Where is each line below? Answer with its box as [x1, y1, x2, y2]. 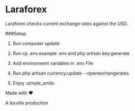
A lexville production [5, 100, 48, 106]
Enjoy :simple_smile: [12, 80, 56, 86]
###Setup [5, 30, 26, 36]
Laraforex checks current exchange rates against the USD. [5, 20, 128, 27]
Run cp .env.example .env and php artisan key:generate [12, 50, 130, 56]
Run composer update [12, 40, 60, 47]
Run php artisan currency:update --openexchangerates [12, 70, 129, 76]
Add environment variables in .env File [12, 60, 93, 66]
